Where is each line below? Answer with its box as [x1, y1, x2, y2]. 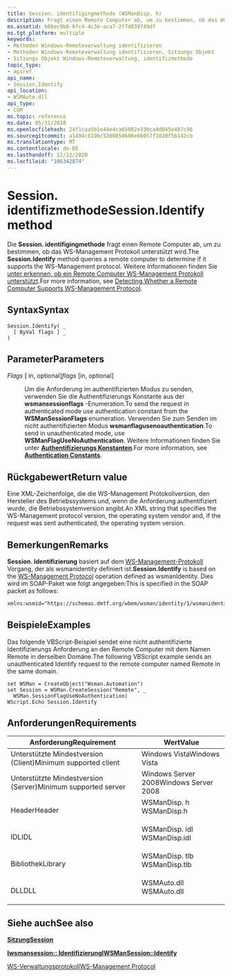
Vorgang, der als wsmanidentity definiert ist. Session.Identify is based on [7, 564, 216, 573]
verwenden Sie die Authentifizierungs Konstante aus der [24, 392, 185, 401]
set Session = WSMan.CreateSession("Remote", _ [7, 686, 147, 694]
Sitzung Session [7, 936, 54, 944]
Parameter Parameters [7, 353, 105, 365]
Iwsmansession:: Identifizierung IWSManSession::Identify [7, 949, 177, 958]
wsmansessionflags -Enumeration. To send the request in [24, 400, 189, 408]
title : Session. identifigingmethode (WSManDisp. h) [7, 10, 162, 17]
